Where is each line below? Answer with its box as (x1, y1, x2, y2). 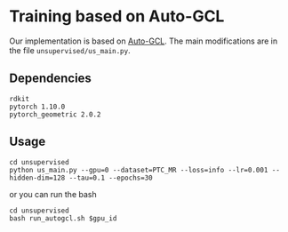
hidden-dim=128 (9, 173, 66, 182)
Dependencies (9, 71, 92, 86)
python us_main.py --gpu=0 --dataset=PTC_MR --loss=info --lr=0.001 (9, 165, 268, 174)
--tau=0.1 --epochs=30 (68, 173, 153, 182)
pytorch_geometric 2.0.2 (9, 109, 101, 119)
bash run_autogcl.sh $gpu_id (9, 213, 117, 223)
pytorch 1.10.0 (9, 102, 66, 111)
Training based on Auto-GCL (9, 6, 225, 27)
